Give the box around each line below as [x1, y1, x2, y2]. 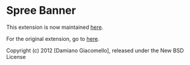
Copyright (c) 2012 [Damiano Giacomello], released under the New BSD [6, 46, 184, 54]
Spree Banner [6, 4, 77, 17]
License [6, 53, 26, 60]
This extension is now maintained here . [6, 23, 104, 31]
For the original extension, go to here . [6, 35, 100, 42]
